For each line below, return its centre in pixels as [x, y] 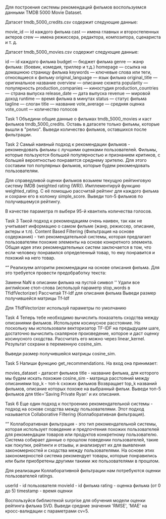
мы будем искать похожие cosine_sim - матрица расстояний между [77, 378]
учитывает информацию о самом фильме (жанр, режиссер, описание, [80, 226]
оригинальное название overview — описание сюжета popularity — [77, 83]
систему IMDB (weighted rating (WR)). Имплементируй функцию [73, 186]
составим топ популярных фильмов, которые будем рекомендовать [78, 165]
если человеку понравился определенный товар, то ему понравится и [80, 253]
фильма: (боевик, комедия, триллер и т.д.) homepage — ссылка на [76, 67]
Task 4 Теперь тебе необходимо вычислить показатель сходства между [82, 317]
